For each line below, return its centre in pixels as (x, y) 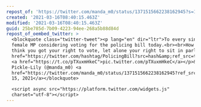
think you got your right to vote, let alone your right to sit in (98, 51)
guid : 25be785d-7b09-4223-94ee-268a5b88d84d (63, 28)
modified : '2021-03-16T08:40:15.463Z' (54, 23)
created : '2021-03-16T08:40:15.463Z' (53, 17)
